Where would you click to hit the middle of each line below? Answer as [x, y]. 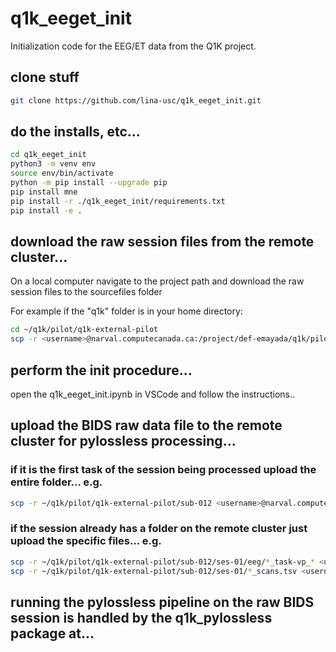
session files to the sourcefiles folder [86, 292]
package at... [52, 633]
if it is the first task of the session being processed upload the [163, 470]
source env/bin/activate [62, 173]
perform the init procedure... [101, 370]
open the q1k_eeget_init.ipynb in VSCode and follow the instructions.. [153, 394]
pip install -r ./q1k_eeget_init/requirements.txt [118, 201]
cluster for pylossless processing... [123, 441]
